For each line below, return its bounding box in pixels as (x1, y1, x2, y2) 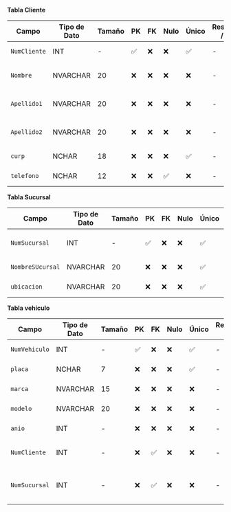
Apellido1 (10, 100, 43, 107)
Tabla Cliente (7, 6, 46, 14)
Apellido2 (10, 129, 43, 136)
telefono (10, 172, 39, 179)
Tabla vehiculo (7, 304, 50, 312)
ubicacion (10, 283, 43, 291)
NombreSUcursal (10, 263, 60, 271)
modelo (10, 405, 32, 412)
